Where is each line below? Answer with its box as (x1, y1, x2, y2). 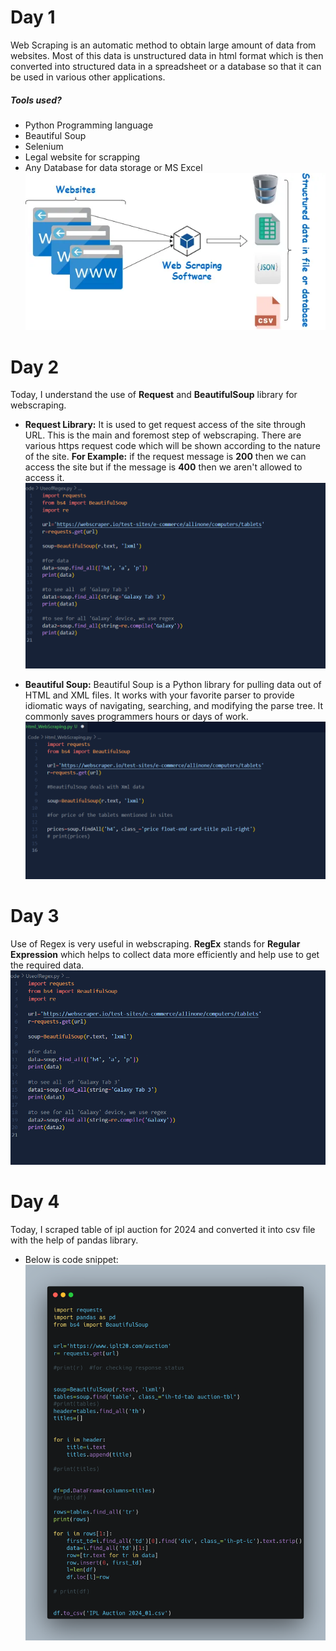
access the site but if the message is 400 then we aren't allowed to (24, 461, 303, 473)
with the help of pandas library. (10, 1234, 139, 1246)
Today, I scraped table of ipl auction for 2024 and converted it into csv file (10, 1224, 316, 1235)
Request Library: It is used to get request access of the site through (24, 419, 307, 431)
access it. (24, 472, 65, 484)
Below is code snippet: (24, 1254, 119, 1265)
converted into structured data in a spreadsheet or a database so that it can (10, 60, 322, 72)
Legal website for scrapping (24, 151, 141, 163)
